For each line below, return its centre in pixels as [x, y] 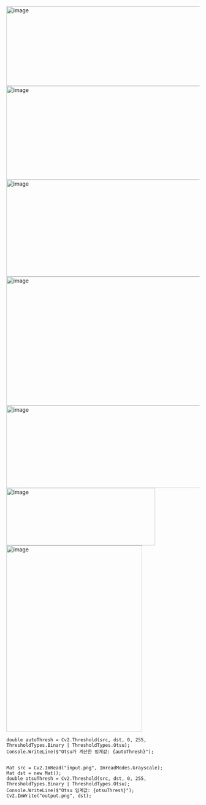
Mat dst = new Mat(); [34, 773]
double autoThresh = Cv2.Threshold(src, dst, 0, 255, [77, 740]
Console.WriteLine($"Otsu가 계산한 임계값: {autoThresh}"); [80, 752]
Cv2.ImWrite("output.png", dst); [49, 796]
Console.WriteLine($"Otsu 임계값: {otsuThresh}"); [71, 790]
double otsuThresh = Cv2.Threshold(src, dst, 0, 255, [77, 779]
